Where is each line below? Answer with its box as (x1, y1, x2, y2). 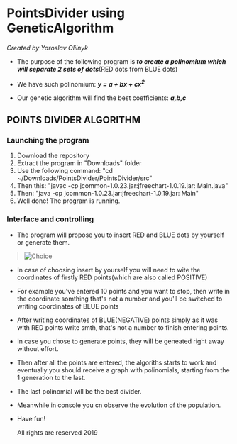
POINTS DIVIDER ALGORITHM (6, 113, 141, 126)
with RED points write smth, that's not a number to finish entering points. (16, 323, 229, 331)
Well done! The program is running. (16, 196, 121, 205)
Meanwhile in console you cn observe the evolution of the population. (16, 401, 221, 409)
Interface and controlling (6, 214, 94, 224)
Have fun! (16, 414, 46, 423)
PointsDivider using (6, 5, 126, 21)
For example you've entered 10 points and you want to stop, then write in (16, 287, 230, 295)
